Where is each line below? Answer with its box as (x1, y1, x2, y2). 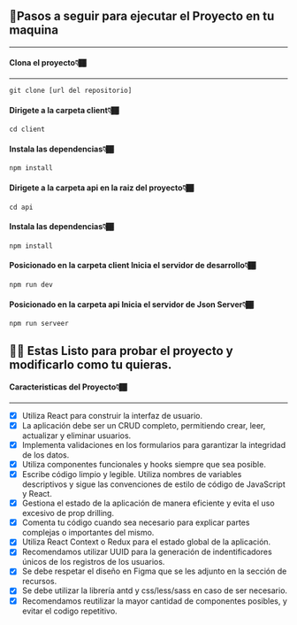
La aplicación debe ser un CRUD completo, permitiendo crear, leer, (21, 420, 266, 430)
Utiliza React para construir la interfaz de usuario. (21, 410, 203, 421)
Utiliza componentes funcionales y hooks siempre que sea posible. (21, 459, 267, 470)
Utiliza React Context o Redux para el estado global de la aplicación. (21, 536, 271, 547)
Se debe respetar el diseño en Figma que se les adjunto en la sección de (21, 566, 287, 576)
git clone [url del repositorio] (9, 86, 133, 96)
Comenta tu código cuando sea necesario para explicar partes (21, 517, 250, 528)
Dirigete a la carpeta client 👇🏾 (9, 104, 119, 115)
